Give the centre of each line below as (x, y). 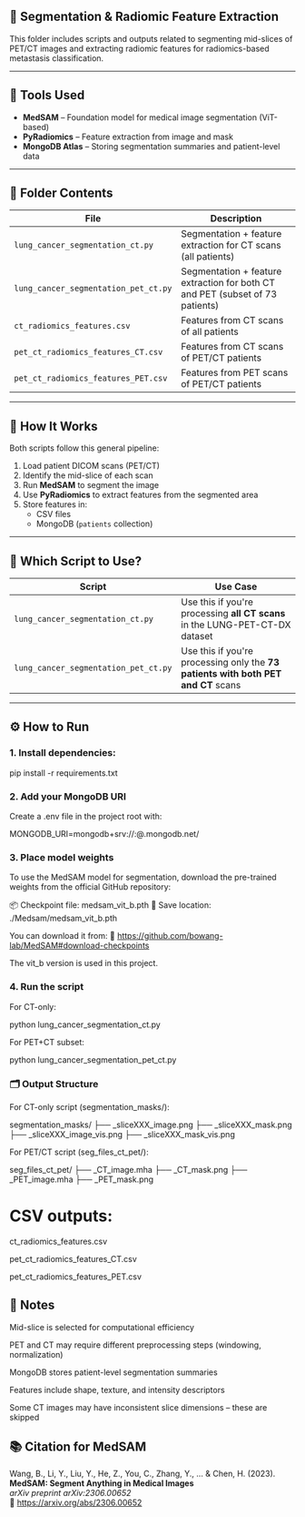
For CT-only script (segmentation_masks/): (89, 1106)
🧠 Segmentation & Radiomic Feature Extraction (144, 17)
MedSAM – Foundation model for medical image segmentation (139, 117)
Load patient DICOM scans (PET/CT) (91, 466)
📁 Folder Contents (61, 193)
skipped (25, 1417)
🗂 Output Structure (54, 1084)
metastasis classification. (57, 58)
